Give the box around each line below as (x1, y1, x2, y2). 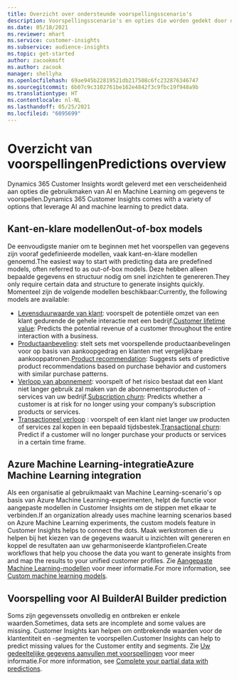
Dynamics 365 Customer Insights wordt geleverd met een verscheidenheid (7, 179, 227, 188)
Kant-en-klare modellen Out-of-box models (7, 223, 203, 235)
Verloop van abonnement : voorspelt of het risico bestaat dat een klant (17, 377, 223, 385)
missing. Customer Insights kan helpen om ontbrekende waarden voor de (7, 626, 223, 635)
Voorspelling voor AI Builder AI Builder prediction (7, 592, 228, 604)
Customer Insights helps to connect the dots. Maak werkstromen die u (7, 526, 213, 535)
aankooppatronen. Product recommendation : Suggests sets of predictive (17, 354, 230, 362)
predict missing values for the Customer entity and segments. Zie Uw (7, 641, 211, 650)
